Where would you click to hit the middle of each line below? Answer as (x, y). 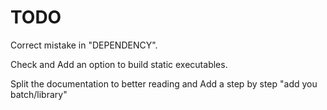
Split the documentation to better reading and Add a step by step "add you (164, 83)
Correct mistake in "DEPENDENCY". (84, 45)
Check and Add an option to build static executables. (119, 64)
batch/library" (39, 94)
